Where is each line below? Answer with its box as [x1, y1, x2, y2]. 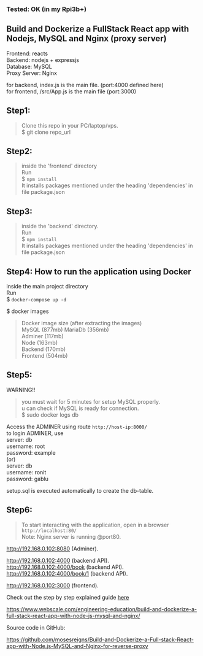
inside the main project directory [6, 282, 89, 290]
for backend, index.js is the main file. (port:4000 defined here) [6, 81, 164, 88]
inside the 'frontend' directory [21, 162, 97, 170]
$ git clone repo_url [21, 128, 71, 136]
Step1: [6, 106, 31, 116]
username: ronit [6, 468, 47, 476]
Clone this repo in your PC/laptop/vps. [21, 122, 118, 129]
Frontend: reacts [6, 50, 48, 57]
